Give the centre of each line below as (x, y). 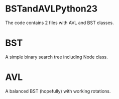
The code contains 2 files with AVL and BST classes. (59, 23)
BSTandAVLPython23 (51, 9)
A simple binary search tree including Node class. (56, 57)
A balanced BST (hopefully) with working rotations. (58, 91)
